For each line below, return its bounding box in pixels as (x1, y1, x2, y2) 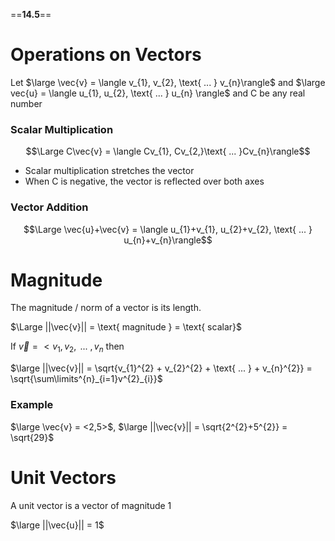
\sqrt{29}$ (10, 431, 55, 443)
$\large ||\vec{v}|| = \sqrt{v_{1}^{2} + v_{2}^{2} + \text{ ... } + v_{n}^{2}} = (10, 362, 313, 374)
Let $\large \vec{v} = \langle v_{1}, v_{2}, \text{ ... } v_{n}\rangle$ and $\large (10, 76, 326, 88)
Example (10, 398, 54, 412)
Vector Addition (10, 200, 89, 214)
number (10, 97, 43, 109)
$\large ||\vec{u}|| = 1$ (10, 519, 105, 531)
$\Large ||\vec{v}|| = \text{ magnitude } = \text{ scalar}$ (10, 321, 242, 333)
